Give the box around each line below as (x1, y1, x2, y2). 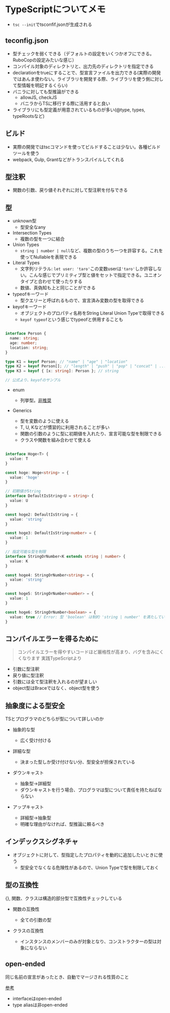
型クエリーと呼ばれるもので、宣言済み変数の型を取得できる (20, 297, 144, 303)
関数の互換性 (12, 906, 39, 912)
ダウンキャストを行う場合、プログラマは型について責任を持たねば (20, 787, 158, 793)
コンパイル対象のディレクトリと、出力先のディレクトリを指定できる (12, 63, 154, 69)
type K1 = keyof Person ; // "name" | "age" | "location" (5, 359, 128, 364)
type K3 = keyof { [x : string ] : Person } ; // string (5, 368, 119, 374)
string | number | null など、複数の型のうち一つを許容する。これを (20, 248, 163, 254)
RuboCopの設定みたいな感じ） (12, 57, 77, 63)
